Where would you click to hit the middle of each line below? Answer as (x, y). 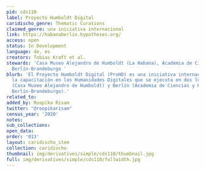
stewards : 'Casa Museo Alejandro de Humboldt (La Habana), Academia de (99, 63)
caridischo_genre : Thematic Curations (56, 23)
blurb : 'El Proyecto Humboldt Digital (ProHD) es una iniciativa (91, 74)
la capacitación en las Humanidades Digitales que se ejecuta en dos (102, 80)
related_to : (21, 97)
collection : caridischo (37, 148)
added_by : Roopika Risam (38, 102)
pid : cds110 (21, 12)
